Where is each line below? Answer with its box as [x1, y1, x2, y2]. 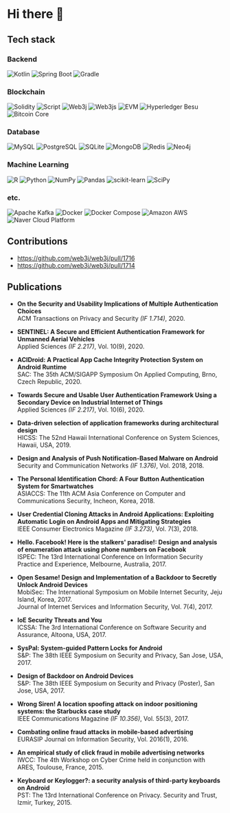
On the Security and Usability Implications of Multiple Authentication [16, 299, 218, 308]
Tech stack [7, 34, 56, 45]
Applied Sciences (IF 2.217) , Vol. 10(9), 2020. [16, 342, 145, 350]
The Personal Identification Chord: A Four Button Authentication [16, 474, 205, 483]
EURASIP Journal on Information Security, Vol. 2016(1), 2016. [16, 735, 189, 743]
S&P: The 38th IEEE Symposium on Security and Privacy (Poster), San [16, 679, 215, 687]
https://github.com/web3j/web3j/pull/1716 [16, 254, 135, 262]
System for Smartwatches [16, 482, 94, 490]
